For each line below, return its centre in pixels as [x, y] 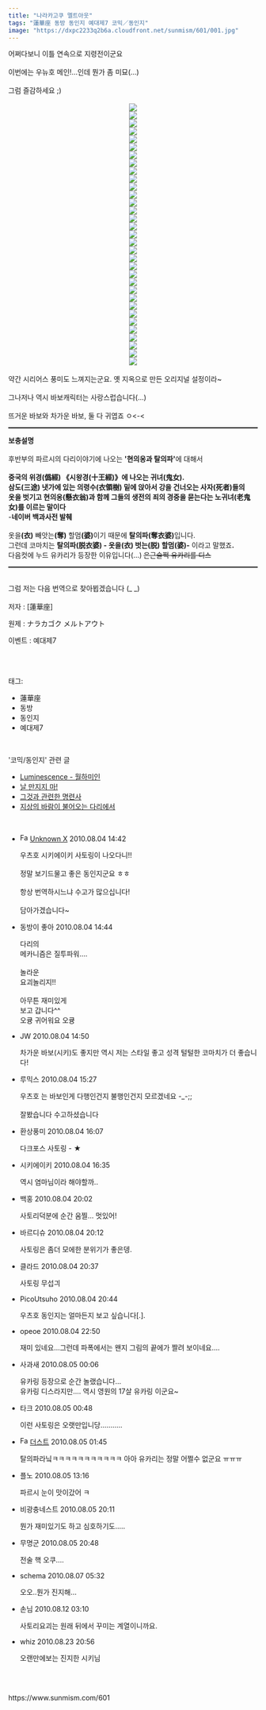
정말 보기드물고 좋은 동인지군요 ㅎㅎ [75, 874]
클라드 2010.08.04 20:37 [59, 1266]
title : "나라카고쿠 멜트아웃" [51, 15]
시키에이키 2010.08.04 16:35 [65, 1165]
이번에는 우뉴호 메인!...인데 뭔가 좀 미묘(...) [74, 72]
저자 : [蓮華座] [30, 607]
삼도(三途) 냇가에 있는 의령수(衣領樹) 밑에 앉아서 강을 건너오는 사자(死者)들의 [127, 487]
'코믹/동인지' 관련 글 [39, 760]
